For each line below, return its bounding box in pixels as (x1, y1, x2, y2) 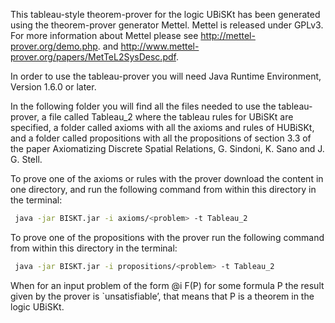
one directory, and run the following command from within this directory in (10, 184, 317, 195)
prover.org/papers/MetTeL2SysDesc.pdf (10, 51, 177, 63)
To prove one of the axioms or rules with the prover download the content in (10, 173, 324, 184)
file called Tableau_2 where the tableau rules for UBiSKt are (48, 111, 294, 123)
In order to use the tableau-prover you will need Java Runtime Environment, (10, 70, 322, 82)
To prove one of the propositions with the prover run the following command (10, 231, 325, 243)
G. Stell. (10, 154, 43, 165)
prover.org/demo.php (10, 40, 98, 52)
